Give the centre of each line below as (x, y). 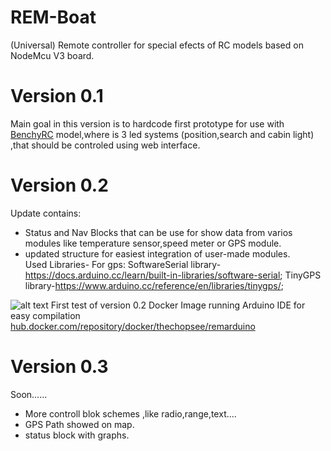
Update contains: (46, 213)
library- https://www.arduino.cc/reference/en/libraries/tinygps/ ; (154, 285)
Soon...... (29, 394)
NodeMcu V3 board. (52, 55)
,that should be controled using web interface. (105, 145)
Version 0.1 (57, 96)
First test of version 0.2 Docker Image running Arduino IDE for (178, 305)
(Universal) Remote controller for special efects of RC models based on (157, 45)
